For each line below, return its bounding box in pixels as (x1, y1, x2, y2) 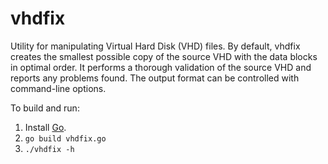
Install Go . (24, 121, 67, 133)
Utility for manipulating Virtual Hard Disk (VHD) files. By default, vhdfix (10, 40, 301, 52)
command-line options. (10, 82, 107, 94)
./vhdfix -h (24, 144, 75, 154)
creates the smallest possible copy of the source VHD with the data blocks (10, 50, 318, 62)
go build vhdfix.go (24, 133, 107, 144)
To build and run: (10, 102, 80, 114)
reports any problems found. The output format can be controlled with (10, 72, 300, 84)
